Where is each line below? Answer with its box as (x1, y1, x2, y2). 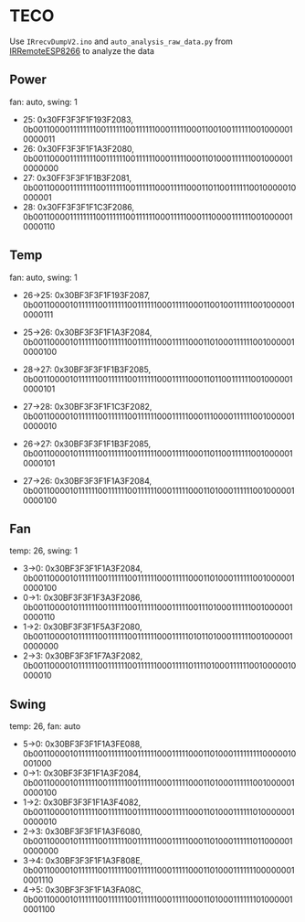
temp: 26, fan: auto (9, 721, 81, 732)
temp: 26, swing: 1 (9, 545, 78, 556)
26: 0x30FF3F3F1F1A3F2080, (22, 143, 135, 154)
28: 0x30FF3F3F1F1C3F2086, (22, 201, 135, 212)
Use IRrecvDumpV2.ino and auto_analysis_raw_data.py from (9, 36, 233, 47)
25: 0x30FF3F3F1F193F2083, (22, 113, 134, 124)
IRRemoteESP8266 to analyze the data (9, 45, 155, 56)
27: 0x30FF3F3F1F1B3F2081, (22, 172, 132, 183)
